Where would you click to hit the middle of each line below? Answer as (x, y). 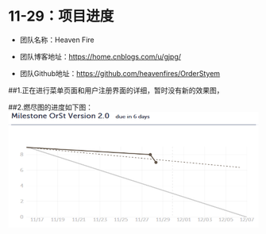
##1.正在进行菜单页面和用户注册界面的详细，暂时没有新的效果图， (116, 90)
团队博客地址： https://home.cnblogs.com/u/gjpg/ (100, 56)
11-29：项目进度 (61, 16)
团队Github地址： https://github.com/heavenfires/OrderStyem (120, 73)
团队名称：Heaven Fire (57, 40)
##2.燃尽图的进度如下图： (51, 107)
